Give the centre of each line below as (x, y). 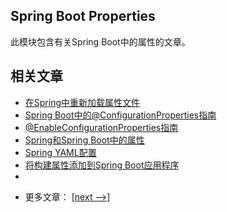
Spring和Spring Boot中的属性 (84, 140)
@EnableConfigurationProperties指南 (101, 127)
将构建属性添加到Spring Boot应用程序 (102, 165)
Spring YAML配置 (60, 152)
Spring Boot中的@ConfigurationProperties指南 (120, 115)
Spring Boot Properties (83, 16)
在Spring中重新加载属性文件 (82, 102)
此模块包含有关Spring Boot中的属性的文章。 (100, 41)
